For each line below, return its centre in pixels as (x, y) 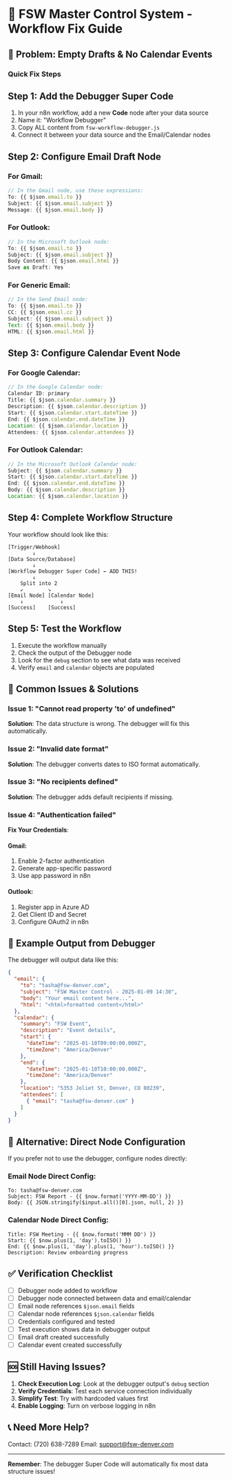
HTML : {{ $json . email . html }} (51, 332)
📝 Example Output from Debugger (82, 943)
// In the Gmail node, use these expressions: (76, 191)
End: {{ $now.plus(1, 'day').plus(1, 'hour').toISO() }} (91, 1246)
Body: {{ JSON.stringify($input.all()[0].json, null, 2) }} (96, 1203)
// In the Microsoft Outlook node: (59, 242)
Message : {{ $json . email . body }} (56, 210)
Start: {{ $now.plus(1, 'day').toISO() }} (70, 1240)
